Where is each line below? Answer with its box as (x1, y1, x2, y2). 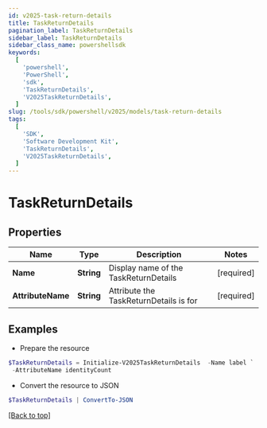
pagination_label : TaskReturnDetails (8, 26, 133, 34)
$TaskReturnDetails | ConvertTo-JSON (8, 395, 133, 404)
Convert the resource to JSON (19, 380, 119, 390)
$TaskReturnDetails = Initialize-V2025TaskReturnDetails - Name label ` (8, 359, 254, 367)
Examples (8, 322, 58, 336)
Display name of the (108, 263, 184, 274)
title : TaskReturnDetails (8, 19, 94, 27)
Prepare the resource (19, 343, 90, 352)
